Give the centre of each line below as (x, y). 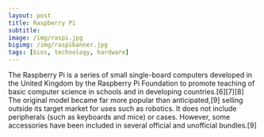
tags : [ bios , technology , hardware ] (69, 52)
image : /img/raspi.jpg (46, 38)
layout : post (30, 15)
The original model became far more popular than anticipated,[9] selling (126, 100)
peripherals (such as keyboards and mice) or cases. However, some (119, 117)
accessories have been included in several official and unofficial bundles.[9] (132, 125)
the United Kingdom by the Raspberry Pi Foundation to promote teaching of (132, 83)
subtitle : (25, 30)
